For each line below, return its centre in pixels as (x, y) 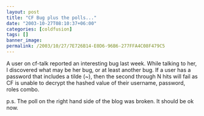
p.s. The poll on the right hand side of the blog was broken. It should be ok (100, 101)
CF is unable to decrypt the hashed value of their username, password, (96, 82)
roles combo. (23, 89)
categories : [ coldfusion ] (39, 29)
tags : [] (17, 35)
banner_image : (24, 40)
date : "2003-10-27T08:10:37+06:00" (52, 23)
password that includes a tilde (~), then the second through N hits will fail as (102, 76)
